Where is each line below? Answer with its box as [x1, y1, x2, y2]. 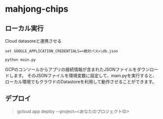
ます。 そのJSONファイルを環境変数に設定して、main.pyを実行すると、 [13, 72, 157, 78]
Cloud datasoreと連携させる [5, 38, 62, 44]
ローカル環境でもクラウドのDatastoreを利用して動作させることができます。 [5, 79, 157, 84]
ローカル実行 [5, 24, 44, 32]
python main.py [5, 57, 36, 62]
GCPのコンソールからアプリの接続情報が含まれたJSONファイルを [5, 67, 137, 72]
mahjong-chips [5, 3, 69, 15]
